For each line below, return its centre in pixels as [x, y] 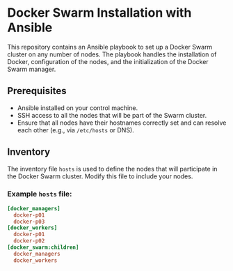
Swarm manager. [32, 69]
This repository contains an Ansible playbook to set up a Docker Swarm [110, 47]
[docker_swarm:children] [43, 248]
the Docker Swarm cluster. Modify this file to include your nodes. [100, 176]
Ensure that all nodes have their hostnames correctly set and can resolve [122, 123]
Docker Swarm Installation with [99, 13]
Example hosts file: [40, 194]
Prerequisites [37, 91]
